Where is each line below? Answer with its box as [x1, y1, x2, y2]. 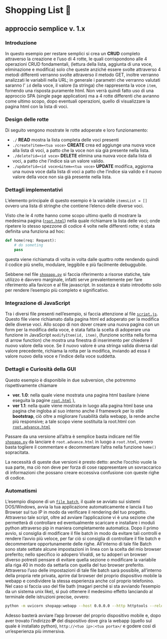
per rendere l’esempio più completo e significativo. [5, 287, 109, 293]
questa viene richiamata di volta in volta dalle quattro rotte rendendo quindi [5, 256, 159, 262]
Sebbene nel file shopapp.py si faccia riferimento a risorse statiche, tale [5, 271, 151, 277]
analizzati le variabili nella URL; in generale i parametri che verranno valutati [5, 77, 161, 83]
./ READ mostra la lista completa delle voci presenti [12, 137, 119, 143]
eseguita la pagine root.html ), [12, 397, 76, 403]
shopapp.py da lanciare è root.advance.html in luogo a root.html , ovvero [5, 438, 153, 445]
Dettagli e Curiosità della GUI [5, 366, 76, 373]
